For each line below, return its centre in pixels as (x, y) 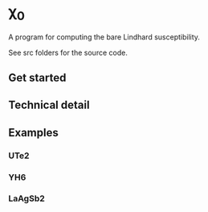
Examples (33, 133)
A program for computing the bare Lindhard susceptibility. (104, 37)
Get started (37, 78)
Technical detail (49, 105)
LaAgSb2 (27, 198)
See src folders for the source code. (68, 52)
